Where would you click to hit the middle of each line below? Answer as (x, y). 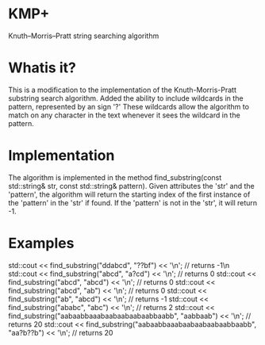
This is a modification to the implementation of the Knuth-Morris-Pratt (122, 90)
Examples (41, 243)
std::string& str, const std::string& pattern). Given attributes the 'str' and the (132, 186)
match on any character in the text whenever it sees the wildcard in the (124, 115)
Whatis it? (42, 68)
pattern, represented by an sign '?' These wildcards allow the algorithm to (129, 106)
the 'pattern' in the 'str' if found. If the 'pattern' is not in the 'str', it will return (133, 202)
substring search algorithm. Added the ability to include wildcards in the (126, 98)
